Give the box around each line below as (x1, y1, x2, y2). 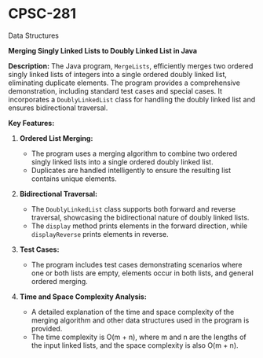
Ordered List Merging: (19, 133, 93, 142)
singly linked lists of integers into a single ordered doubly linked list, (8, 69, 228, 79)
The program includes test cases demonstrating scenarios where (31, 260, 243, 269)
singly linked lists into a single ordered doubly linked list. (31, 157, 214, 166)
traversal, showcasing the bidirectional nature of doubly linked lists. (31, 212, 250, 222)
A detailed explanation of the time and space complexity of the (31, 307, 235, 316)
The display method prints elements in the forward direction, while (31, 221, 248, 231)
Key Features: (8, 118, 55, 127)
